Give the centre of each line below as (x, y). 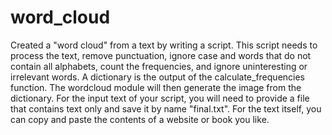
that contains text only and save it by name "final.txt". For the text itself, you (166, 108)
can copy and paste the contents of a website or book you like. (140, 119)
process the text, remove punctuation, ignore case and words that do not (161, 55)
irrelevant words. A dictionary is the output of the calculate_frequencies (158, 77)
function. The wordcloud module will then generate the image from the (156, 87)
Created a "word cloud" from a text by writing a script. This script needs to (164, 45)
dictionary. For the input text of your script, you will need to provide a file (160, 98)
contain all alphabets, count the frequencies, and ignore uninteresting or (159, 66)
